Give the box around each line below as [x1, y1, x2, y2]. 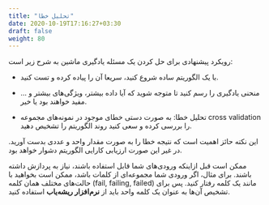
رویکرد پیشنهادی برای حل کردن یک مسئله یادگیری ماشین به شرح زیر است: [8, 57, 233, 66]
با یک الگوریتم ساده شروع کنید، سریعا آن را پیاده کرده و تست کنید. [19, 72, 219, 82]
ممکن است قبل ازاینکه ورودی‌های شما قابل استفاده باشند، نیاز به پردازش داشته [8, 161, 247, 171]
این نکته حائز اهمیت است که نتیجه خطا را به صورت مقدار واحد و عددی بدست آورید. [8, 137, 258, 147]
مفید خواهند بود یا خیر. [19, 96, 88, 106]
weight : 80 [8, 34, 45, 43]
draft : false [8, 27, 53, 35]
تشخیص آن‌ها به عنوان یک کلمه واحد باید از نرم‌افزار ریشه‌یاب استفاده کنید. [8, 187, 231, 197]
